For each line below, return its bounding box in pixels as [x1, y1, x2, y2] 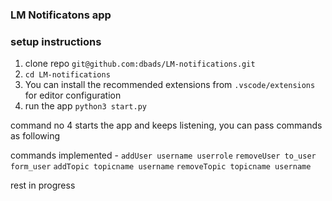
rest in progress [10, 179, 76, 192]
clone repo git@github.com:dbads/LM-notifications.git [24, 58, 256, 70]
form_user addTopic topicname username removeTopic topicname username [10, 162, 312, 172]
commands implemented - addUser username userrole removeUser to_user [10, 149, 317, 162]
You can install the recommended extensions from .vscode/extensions [24, 79, 316, 91]
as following [10, 130, 60, 142]
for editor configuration [24, 89, 122, 102]
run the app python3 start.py [24, 100, 148, 112]
